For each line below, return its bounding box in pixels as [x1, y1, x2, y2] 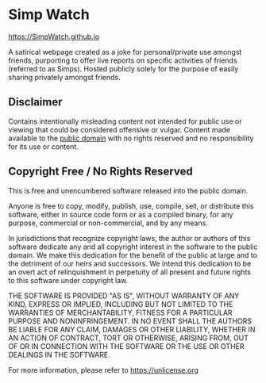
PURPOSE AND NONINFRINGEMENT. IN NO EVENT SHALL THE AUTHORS [8, 316, 253, 326]
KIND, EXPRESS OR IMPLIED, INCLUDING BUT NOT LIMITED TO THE [8, 299, 233, 308]
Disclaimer [8, 95, 63, 109]
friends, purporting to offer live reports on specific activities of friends [8, 56, 237, 65]
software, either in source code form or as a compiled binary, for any [8, 209, 233, 219]
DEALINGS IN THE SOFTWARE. [8, 350, 110, 359]
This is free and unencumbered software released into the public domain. [8, 186, 249, 195]
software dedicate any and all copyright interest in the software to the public [8, 242, 258, 251]
